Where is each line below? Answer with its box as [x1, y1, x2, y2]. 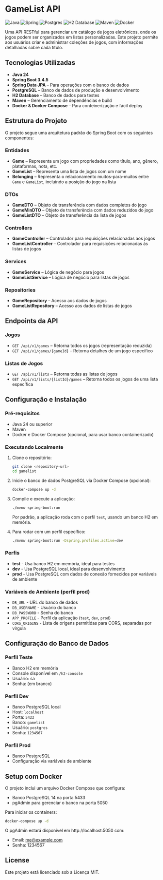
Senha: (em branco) [12, 681, 52, 687]
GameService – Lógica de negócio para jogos [12, 269, 104, 275]
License [5, 856, 30, 864]
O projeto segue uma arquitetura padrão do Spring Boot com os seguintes [5, 130, 153, 135]
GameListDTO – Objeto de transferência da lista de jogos [12, 212, 127, 218]
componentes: [5, 135, 34, 141]
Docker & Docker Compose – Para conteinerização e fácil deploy [12, 102, 143, 108]
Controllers [5, 225, 33, 231]
